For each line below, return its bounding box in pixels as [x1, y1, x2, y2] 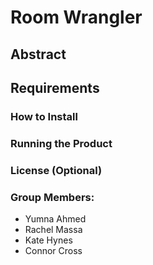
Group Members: [10, 190, 95, 204]
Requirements [10, 79, 100, 96]
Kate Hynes [24, 234, 73, 246]
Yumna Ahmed [24, 213, 87, 225]
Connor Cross [24, 245, 83, 257]
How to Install [10, 109, 78, 123]
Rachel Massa [24, 224, 83, 236]
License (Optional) [10, 163, 103, 177]
